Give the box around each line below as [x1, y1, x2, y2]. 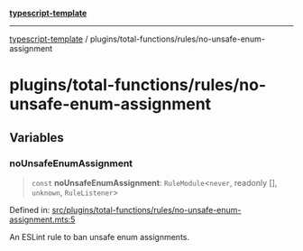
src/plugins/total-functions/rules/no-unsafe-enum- [51, 204, 242, 215]
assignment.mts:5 [9, 214, 76, 225]
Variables [9, 130, 65, 145]
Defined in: [9, 204, 50, 215]
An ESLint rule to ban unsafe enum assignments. [9, 231, 189, 242]
